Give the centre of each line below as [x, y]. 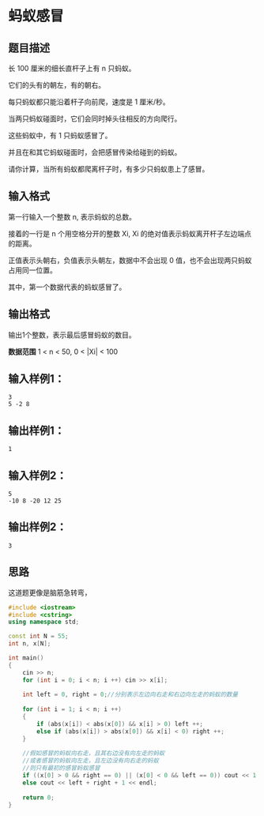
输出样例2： [38, 527]
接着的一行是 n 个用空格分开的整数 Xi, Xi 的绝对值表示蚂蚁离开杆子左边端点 [130, 233]
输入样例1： [37, 379]
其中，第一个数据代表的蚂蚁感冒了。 [67, 287]
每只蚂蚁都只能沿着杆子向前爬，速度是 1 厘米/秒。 [89, 102]
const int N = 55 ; [38, 637]
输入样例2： [38, 475]
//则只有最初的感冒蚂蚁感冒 [61, 768]
